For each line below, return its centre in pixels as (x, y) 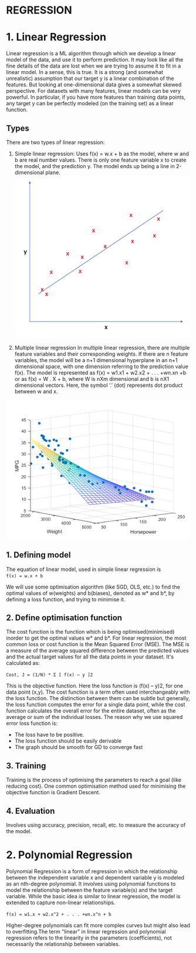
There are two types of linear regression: (55, 142)
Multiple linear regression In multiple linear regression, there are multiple (102, 347)
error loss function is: (32, 723)
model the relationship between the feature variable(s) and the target (89, 890)
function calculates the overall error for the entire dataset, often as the (91, 711)
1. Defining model (38, 555)
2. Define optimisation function (64, 618)
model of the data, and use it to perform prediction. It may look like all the (95, 60)
